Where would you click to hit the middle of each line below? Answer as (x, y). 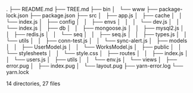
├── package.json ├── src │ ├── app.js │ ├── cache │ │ (106, 15)
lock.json (17, 15)
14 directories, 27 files (33, 84)
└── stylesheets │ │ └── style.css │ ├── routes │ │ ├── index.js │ (97, 53)
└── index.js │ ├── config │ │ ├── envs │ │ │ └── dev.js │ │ (93, 22)
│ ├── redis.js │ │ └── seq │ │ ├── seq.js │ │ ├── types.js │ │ (97, 34)
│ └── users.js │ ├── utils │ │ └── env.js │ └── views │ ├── (92, 60)
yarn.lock (18, 72)
